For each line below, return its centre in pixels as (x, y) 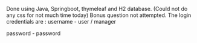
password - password (34, 33)
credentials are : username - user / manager (61, 21)
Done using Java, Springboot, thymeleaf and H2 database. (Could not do (97, 9)
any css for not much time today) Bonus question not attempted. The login (99, 15)
